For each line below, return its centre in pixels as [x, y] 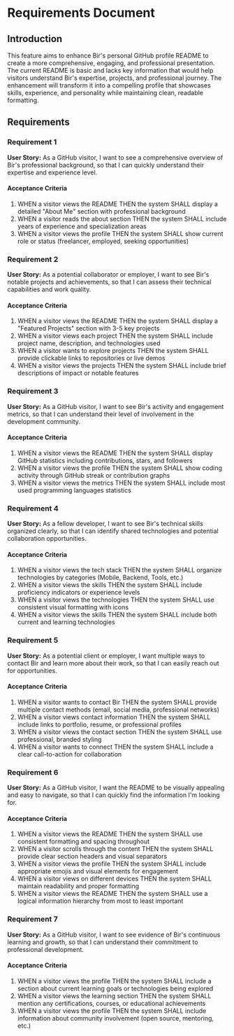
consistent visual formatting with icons [73, 607]
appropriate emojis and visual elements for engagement [98, 871]
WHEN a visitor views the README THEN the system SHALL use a [112, 894]
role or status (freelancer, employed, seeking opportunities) [103, 241]
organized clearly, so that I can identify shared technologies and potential [113, 531]
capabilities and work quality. [49, 289]
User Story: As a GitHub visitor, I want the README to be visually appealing [116, 788]
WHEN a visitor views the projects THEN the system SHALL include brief [122, 366]
